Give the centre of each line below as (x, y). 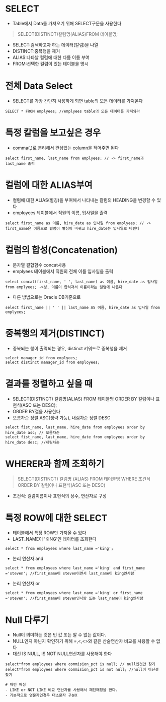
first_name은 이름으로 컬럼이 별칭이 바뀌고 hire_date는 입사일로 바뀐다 (72, 228)
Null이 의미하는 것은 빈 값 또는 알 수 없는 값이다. (59, 635)
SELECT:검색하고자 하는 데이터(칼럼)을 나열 (55, 45)
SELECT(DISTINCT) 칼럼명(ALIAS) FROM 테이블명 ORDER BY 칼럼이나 (84, 399)
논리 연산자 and (28, 559)
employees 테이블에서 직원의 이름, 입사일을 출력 (60, 213)
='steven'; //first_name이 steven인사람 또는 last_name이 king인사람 (74, 598)
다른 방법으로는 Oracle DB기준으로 (47, 297)
